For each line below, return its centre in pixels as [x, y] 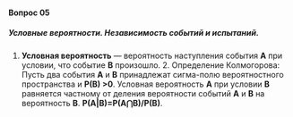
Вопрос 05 [29, 13]
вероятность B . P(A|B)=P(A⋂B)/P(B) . [92, 103]
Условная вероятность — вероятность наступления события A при [152, 55]
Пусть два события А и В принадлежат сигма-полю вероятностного [152, 74]
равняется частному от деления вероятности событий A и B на [143, 93]
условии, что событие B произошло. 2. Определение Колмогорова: [151, 65]
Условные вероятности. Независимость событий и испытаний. [134, 33]
